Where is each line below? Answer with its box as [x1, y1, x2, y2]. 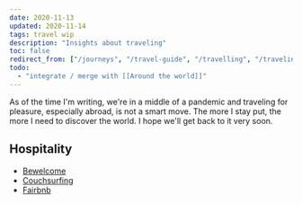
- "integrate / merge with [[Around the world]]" [17, 72, 207, 81]
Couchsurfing [22, 174, 74, 185]
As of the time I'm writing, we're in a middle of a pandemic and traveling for [9, 96, 289, 107]
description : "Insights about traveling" [9, 38, 167, 48]
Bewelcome [22, 165, 67, 176]
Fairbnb [22, 184, 51, 195]
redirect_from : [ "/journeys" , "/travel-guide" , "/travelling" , [9, 55, 252, 64]
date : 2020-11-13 [9, 13, 75, 22]
